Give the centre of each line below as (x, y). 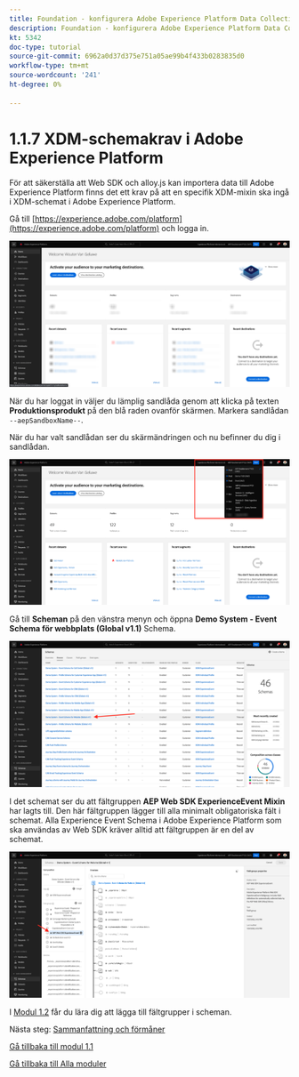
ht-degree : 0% (36, 84)
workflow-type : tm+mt (49, 66)
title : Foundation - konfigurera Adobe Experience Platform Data (133, 19)
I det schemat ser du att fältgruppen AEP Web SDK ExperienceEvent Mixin (147, 801)
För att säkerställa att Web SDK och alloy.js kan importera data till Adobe (141, 182)
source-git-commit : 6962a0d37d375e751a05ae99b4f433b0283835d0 (127, 56)
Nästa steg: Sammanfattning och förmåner (87, 1029)
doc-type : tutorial (45, 47)
